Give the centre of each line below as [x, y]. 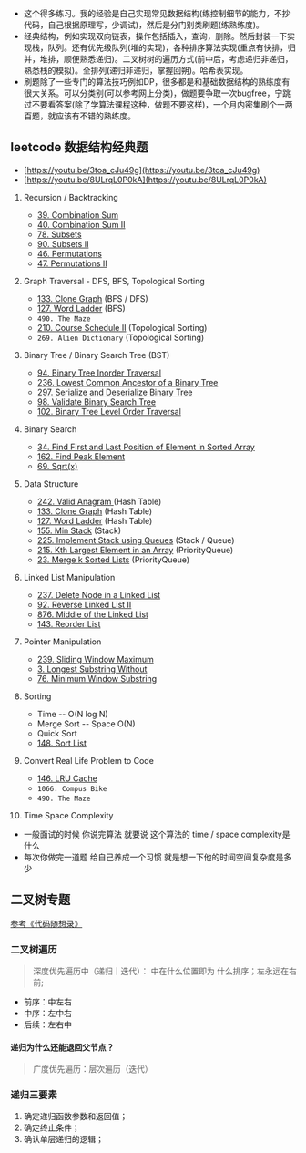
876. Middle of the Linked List [93, 614]
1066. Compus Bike [72, 788]
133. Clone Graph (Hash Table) [95, 511]
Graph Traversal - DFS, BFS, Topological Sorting [114, 281]
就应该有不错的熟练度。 [92, 116]
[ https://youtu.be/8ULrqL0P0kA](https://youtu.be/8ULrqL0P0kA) [145, 180]
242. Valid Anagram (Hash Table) [99, 501]
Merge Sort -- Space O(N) [86, 724]
